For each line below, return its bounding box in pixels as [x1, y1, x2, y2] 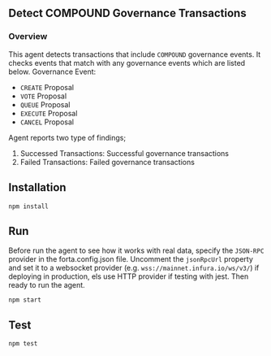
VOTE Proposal [19, 91, 67, 101]
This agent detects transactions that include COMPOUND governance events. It [8, 49, 261, 59]
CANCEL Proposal [19, 117, 75, 127]
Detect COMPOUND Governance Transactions [8, 7, 247, 20]
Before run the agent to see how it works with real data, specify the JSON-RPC [8, 245, 265, 255]
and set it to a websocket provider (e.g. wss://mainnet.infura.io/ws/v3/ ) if [8, 263, 260, 273]
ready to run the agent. [8, 280, 85, 290]
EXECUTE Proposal [19, 108, 78, 118]
